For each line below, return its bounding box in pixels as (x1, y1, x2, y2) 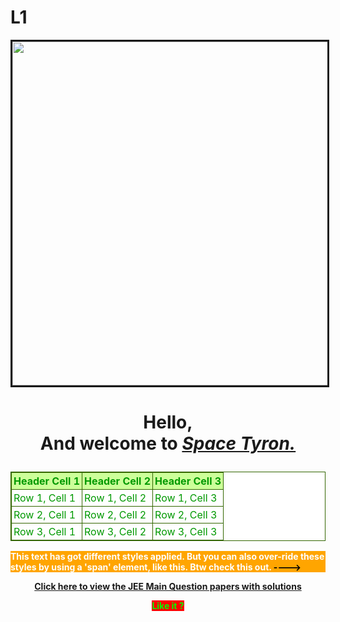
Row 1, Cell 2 (84, 491, 147, 505)
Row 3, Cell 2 (84, 525, 147, 539)
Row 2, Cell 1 (13, 508, 77, 522)
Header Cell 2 (84, 474, 152, 488)
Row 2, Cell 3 (154, 508, 218, 522)
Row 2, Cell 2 (84, 508, 147, 522)
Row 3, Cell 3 (154, 525, 218, 539)
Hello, (143, 411, 193, 434)
